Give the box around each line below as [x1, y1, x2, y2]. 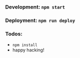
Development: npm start [5, 3, 65, 10]
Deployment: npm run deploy [5, 16, 75, 23]
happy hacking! [12, 47, 44, 53]
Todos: [5, 30, 22, 37]
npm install [12, 42, 37, 48]
